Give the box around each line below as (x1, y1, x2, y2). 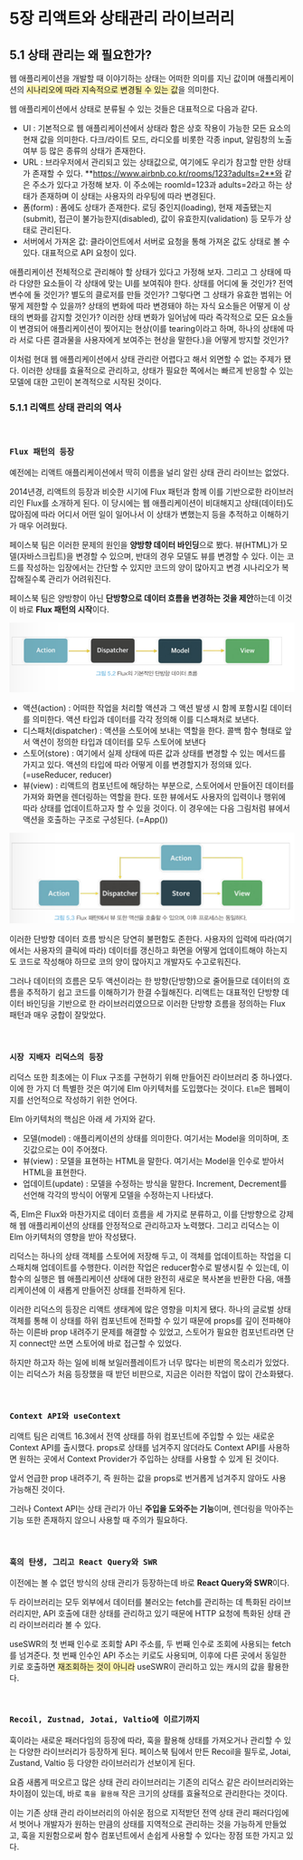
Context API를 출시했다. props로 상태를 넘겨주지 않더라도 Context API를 (9, 1442, 267, 1453)
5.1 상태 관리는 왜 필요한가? (9, 47, 152, 63)
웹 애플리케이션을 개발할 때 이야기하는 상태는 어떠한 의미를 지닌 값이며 (9, 73, 256, 83)
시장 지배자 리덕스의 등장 (9, 1052, 104, 1062)
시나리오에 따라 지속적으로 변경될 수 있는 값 (25, 84, 179, 95)
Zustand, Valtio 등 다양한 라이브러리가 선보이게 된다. (9, 1757, 196, 1768)
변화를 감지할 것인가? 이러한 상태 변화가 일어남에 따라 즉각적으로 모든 (25, 312, 270, 323)
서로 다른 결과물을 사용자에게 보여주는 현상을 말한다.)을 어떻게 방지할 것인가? (18, 334, 289, 345)
